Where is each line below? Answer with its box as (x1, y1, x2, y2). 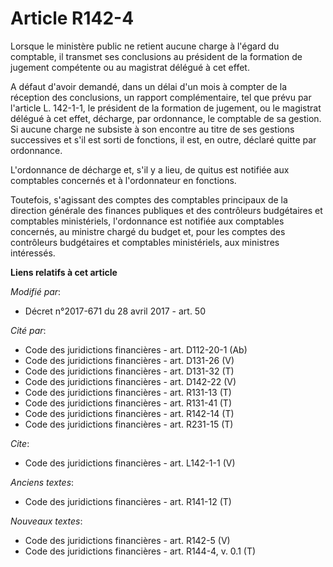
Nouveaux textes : (10, 515, 83, 527)
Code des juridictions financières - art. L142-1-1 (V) (24, 457, 236, 469)
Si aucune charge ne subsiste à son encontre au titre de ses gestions (10, 123, 295, 135)
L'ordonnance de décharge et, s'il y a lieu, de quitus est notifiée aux (10, 163, 290, 176)
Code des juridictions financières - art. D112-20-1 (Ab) (24, 343, 248, 356)
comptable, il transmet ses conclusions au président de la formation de (10, 50, 303, 62)
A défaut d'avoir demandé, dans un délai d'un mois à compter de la (10, 80, 288, 92)
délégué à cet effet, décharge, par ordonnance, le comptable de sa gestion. (10, 112, 322, 124)
